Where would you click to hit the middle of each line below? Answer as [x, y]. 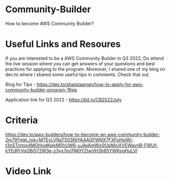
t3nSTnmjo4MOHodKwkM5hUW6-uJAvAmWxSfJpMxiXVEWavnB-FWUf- [82, 145]
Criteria [22, 120]
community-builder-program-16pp [41, 90]
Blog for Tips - [20, 84]
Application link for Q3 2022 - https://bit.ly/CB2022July [64, 99]
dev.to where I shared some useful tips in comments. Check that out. [78, 74]
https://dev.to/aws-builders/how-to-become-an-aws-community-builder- [83, 134]
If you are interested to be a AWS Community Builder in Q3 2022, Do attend [85, 58]
